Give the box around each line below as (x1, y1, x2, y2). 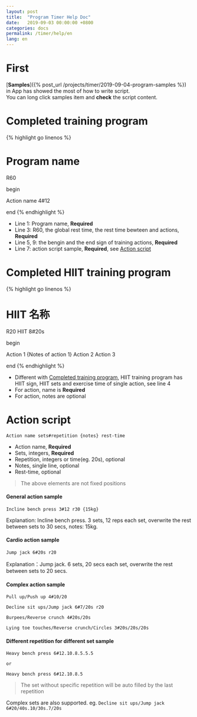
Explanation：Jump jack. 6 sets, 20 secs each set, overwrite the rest (6, 561, 173, 568)
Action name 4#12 (6, 197, 50, 204)
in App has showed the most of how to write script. (6, 87, 130, 95)
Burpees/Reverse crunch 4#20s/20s (6, 615, 91, 621)
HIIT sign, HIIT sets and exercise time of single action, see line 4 (14, 379, 171, 387)
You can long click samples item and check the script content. (6, 93, 158, 100)
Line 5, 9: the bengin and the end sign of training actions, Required (14, 239, 178, 246)
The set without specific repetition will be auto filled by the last (20, 682, 173, 689)
